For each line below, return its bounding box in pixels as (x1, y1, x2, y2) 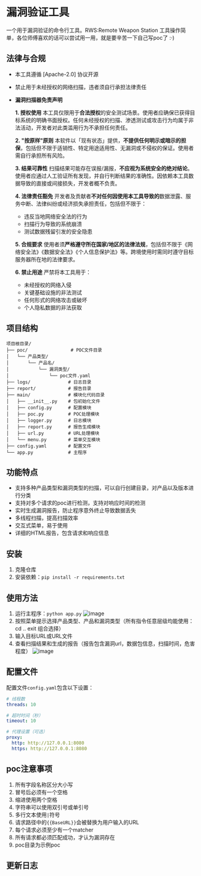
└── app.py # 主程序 (6, 449, 87, 455)
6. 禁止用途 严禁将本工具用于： (14, 269, 91, 276)
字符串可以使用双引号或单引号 (14, 803, 89, 810)
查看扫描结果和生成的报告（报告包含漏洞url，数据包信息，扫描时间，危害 (14, 640, 195, 647)
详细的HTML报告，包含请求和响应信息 (14, 529, 109, 536)
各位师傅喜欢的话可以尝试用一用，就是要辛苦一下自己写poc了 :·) (16, 34, 175, 41)
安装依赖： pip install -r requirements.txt (14, 573, 125, 581)
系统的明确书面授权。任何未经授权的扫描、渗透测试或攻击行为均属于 (20, 116, 189, 123)
